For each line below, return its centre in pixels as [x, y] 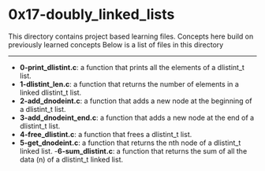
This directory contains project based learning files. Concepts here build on [131, 36]
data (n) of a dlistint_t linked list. [71, 159]
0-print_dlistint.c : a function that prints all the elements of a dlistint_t [132, 67]
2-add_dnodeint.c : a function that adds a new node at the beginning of [136, 101]
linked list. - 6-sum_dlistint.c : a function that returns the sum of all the [133, 151]
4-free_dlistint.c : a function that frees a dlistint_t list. [106, 134]
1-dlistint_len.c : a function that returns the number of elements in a [129, 84]
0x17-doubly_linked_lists [91, 15]
